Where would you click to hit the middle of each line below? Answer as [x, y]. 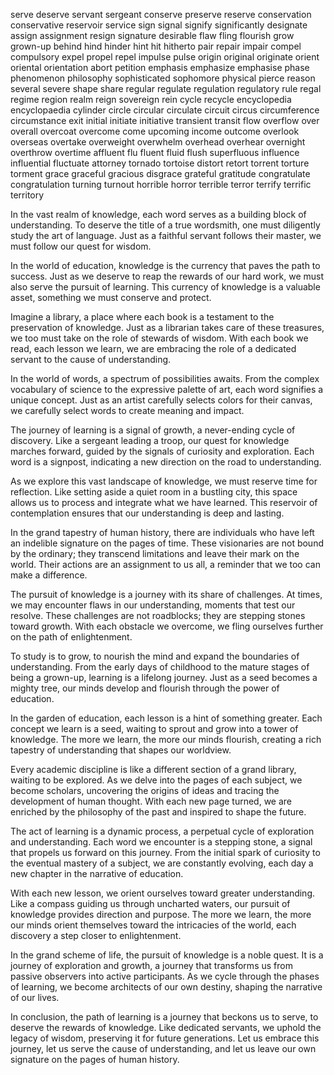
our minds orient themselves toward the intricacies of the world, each [153, 925]
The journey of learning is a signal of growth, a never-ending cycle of [153, 430]
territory [27, 195]
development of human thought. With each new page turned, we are [151, 801]
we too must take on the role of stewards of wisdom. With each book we [159, 338]
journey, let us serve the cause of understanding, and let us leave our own [163, 1048]
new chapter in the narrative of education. [97, 873]
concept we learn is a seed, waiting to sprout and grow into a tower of [154, 728]
